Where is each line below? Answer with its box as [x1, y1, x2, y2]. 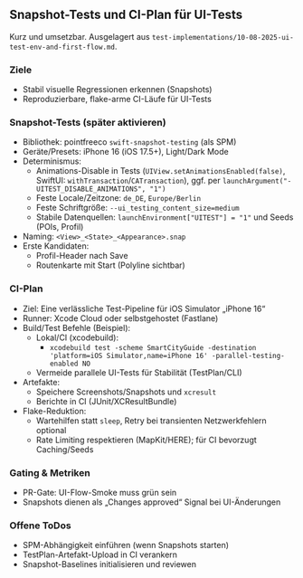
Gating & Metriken [9, 466, 90, 479]
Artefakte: [22, 376, 61, 387]
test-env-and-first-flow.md [9, 43, 116, 52]
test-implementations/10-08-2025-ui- [152, 33, 294, 42]
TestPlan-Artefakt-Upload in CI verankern [22, 549, 178, 560]
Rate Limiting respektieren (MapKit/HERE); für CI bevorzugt [35, 434, 258, 445]
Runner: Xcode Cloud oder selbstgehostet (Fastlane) [22, 312, 219, 324]
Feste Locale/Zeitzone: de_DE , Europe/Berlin [35, 193, 202, 204]
